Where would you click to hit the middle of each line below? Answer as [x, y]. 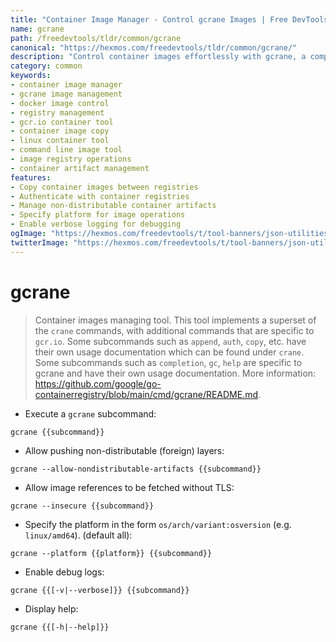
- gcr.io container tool [62, 122]
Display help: [51, 608]
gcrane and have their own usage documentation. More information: [175, 373]
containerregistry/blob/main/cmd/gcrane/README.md [146, 394]
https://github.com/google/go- [98, 383]
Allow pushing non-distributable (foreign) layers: [124, 450]
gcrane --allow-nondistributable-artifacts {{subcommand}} [136, 469]
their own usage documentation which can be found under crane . [169, 352]
